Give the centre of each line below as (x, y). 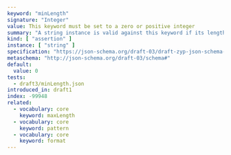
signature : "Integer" (38, 20)
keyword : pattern (44, 128)
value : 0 (26, 71)
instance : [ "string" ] (41, 45)
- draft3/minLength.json (49, 84)
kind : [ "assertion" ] (40, 39)
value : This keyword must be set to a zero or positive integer (101, 26)
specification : (29, 52)
